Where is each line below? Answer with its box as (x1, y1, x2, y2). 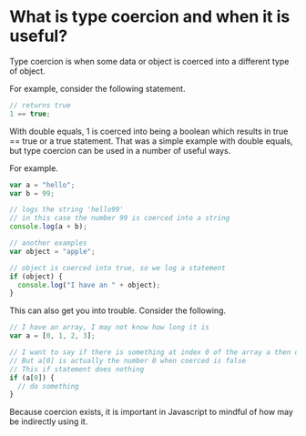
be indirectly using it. (9, 416, 88, 427)
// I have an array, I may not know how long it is (9, 323, 209, 332)
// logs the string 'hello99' (9, 205, 125, 215)
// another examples (9, 238, 88, 248)
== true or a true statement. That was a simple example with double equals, (9, 135, 293, 147)
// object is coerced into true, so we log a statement (9, 263, 226, 272)
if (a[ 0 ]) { (9, 373, 55, 382)
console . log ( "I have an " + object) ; (17, 280, 161, 289)
